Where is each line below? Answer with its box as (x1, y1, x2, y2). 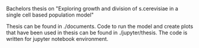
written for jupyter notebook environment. (6, 36, 109, 42)
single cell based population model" (6, 11, 94, 18)
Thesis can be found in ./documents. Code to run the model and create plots (6, 23, 194, 30)
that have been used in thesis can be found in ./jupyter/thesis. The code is (6, 29, 188, 36)
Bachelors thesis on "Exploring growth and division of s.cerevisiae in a (6, 5, 178, 12)
